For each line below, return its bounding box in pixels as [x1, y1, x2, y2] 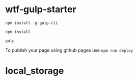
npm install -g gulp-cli [5, 20, 58, 25]
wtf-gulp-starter [5, 4, 76, 15]
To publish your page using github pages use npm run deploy [5, 47, 133, 53]
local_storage [5, 65, 64, 77]
